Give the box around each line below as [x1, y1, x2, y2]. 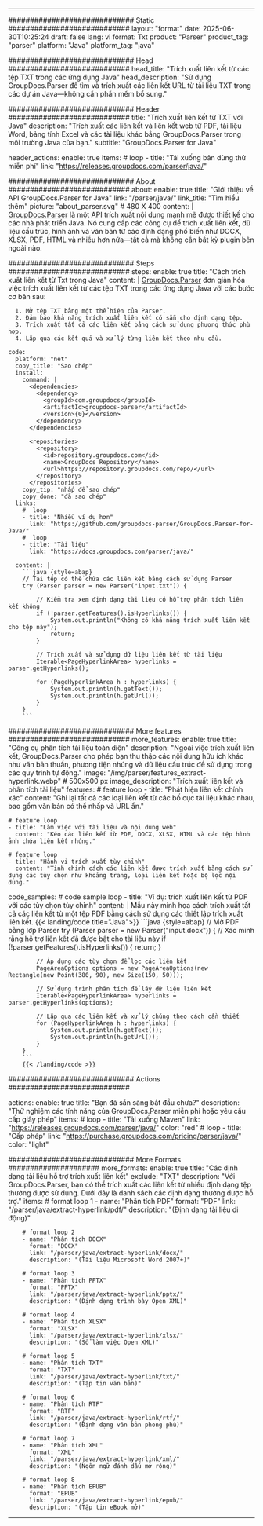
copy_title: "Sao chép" [15, 362, 92, 370]
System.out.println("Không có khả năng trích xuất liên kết [49, 617, 250, 624]
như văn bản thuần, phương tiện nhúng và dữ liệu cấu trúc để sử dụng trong [8, 759, 253, 769]
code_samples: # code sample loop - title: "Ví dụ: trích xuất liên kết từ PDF [8, 892, 248, 902]
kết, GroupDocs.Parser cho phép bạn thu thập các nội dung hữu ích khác [8, 752, 244, 760]
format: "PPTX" [28, 1283, 79, 1291]
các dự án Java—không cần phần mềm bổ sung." [8, 90, 168, 98]
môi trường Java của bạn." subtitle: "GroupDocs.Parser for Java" [8, 138, 217, 147]
